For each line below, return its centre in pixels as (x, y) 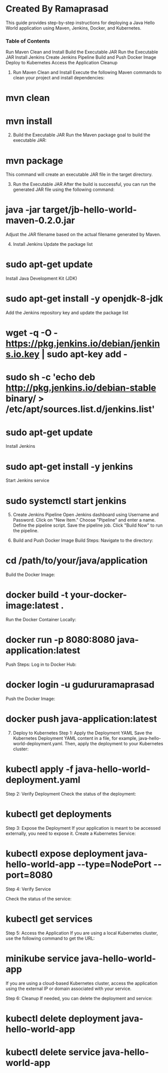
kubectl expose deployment (65, 854)
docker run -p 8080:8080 (60, 640)
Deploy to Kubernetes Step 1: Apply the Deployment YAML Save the (82, 733)
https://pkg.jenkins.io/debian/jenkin (83, 344)
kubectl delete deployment (62, 1018)
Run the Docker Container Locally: (41, 620)
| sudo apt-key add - (84, 354)
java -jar (23, 210)
